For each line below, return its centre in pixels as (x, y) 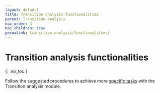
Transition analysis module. (33, 86)
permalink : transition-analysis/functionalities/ (58, 33)
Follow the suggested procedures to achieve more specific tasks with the (80, 81)
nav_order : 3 (19, 24)
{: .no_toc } (16, 71)
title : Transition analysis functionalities (52, 14)
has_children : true (25, 28)
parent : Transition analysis (35, 19)
